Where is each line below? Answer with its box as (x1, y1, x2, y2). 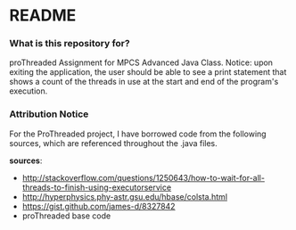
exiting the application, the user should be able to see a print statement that (9, 67, 287, 78)
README (9, 5, 77, 26)
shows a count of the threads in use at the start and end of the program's (9, 77, 279, 87)
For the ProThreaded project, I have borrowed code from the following (9, 128, 267, 139)
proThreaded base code (21, 210, 111, 221)
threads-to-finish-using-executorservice (21, 182, 172, 193)
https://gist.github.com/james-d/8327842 (21, 201, 176, 211)
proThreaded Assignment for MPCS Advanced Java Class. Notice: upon (9, 57, 274, 68)
